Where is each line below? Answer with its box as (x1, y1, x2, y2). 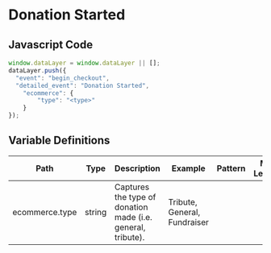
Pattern (216, 163, 246, 174)
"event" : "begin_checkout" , (15, 74, 110, 82)
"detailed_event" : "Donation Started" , (15, 81, 150, 89)
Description (114, 163, 161, 174)
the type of (114, 191, 156, 202)
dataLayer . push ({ (8, 66, 67, 74)
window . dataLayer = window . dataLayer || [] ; (8, 59, 161, 67)
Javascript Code (8, 38, 94, 52)
